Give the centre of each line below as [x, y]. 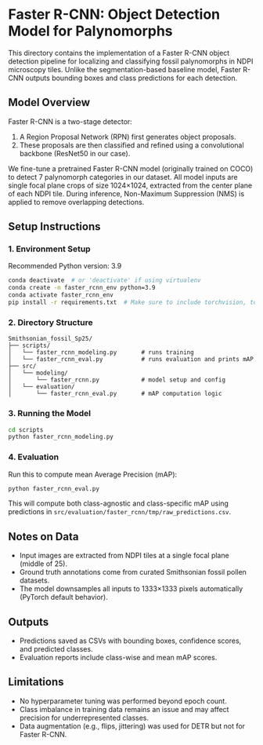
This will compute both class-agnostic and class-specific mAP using [119, 503]
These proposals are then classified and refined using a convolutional [131, 145]
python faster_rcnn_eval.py [54, 488]
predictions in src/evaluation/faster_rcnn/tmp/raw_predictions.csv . [120, 512]
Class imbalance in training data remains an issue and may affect [124, 709]
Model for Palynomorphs [91, 31]
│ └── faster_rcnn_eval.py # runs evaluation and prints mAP [131, 360]
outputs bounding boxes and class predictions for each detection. [131, 78]
